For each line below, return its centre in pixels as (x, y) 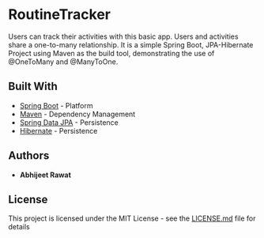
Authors (29, 156)
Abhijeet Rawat (45, 175)
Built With (33, 87)
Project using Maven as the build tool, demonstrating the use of (111, 53)
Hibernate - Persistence (58, 130)
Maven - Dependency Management (77, 114)
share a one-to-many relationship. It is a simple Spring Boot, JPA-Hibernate (131, 44)
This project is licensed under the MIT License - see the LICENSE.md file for (132, 218)
